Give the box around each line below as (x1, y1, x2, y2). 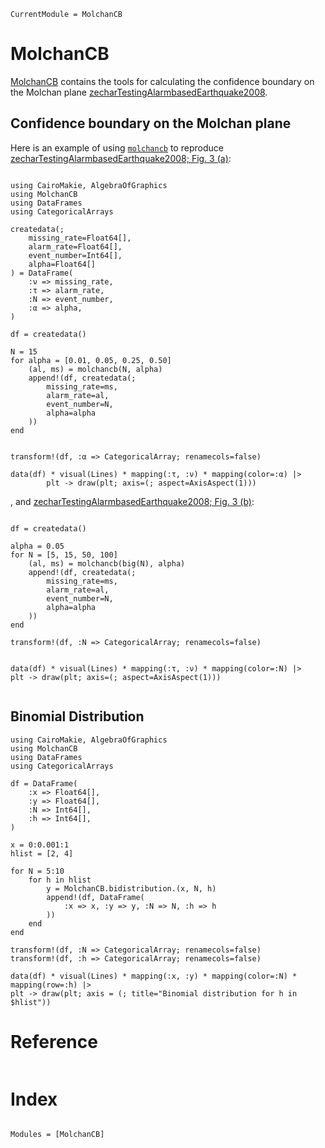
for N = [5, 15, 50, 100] (10, 550, 118, 560)
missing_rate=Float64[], (28, 233, 132, 243)
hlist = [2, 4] (10, 848, 74, 859)
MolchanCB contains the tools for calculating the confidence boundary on (10, 75, 315, 87)
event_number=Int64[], (28, 250, 123, 260)
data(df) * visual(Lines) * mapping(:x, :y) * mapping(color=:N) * (10, 971, 298, 981)
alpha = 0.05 (10, 541, 65, 551)
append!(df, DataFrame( (46, 892, 145, 902)
